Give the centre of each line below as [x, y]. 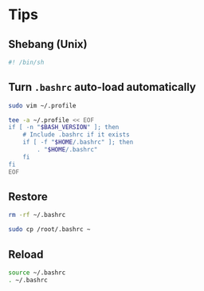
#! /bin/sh [26, 62]
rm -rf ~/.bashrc [37, 215]
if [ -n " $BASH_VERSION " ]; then [64, 128]
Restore [28, 197]
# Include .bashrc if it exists [76, 135]
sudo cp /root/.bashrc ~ [49, 230]
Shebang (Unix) [48, 44]
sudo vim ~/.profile [43, 105]
